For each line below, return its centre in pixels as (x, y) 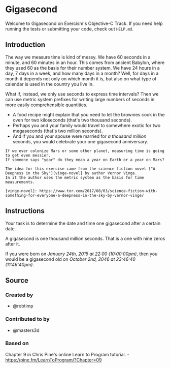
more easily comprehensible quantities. (46, 105)
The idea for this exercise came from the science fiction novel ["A (80, 169)
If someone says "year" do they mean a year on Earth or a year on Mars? (85, 160)
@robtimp (23, 306)
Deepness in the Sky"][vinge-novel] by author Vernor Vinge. (71, 173)
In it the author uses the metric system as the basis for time (75, 177)
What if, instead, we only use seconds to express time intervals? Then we (82, 94)
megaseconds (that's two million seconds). (58, 131)
